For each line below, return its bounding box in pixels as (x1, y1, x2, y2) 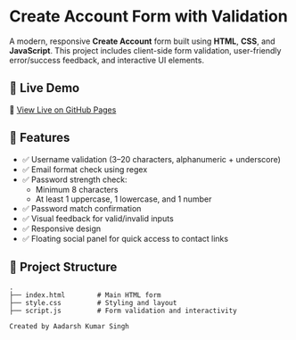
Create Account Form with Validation (9, 6, 288, 27)
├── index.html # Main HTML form (9, 291, 162, 300)
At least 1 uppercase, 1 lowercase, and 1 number (35, 194, 212, 204)
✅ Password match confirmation (21, 203, 142, 213)
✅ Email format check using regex (21, 163, 148, 175)
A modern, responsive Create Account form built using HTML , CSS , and (9, 36, 275, 46)
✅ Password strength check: (21, 174, 127, 185)
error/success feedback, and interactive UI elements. (9, 54, 205, 65)
